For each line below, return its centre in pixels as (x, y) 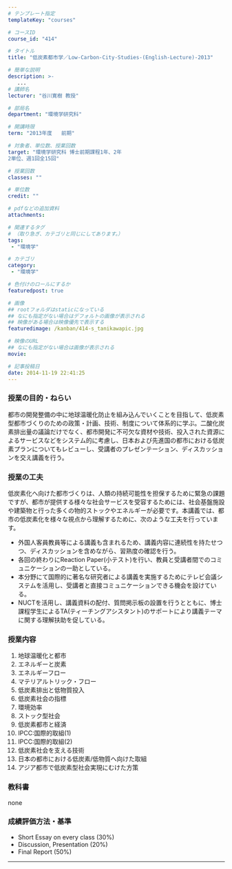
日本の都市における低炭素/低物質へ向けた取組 (82, 759)
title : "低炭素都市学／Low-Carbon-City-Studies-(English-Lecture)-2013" (110, 58)
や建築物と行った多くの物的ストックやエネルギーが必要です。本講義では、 (113, 510)
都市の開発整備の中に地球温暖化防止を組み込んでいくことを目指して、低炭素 (116, 415)
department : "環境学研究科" (45, 114)
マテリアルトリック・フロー (57, 682)
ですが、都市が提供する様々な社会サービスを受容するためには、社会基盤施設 (116, 502)
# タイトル (21, 51)
